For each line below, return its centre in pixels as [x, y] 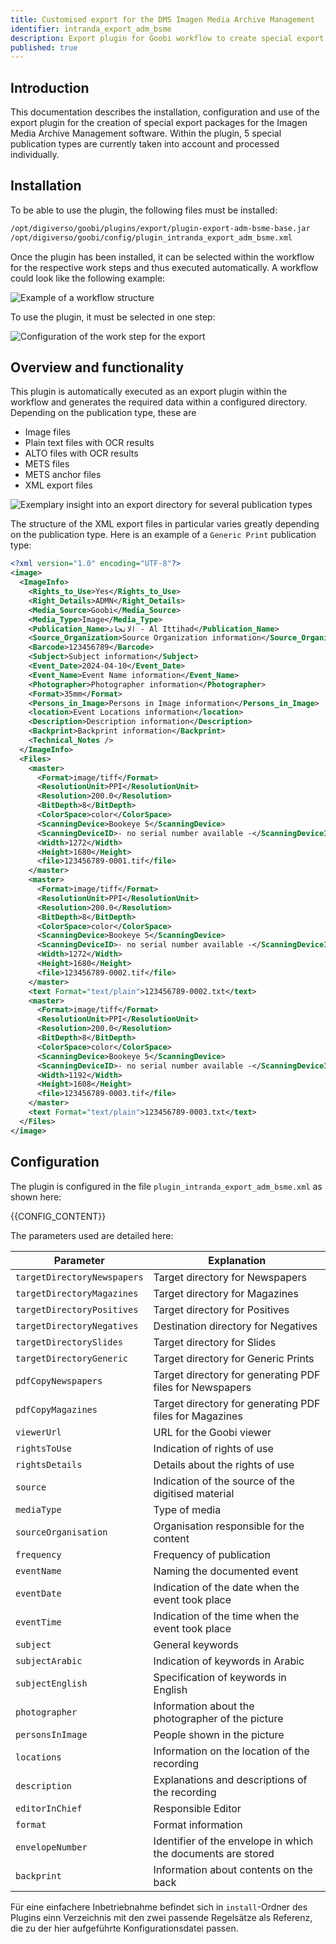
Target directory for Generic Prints [234, 1358]
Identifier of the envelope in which [233, 1841]
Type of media [187, 1509]
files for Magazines [198, 1416]
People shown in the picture [219, 1734]
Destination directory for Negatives [235, 1326]
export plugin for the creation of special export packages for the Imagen [159, 123]
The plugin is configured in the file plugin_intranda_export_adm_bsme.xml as [166, 1186]
